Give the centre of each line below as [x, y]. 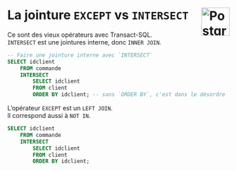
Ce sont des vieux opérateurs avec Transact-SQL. [80, 35]
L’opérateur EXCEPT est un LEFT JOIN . [60, 108]
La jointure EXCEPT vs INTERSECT [98, 15]
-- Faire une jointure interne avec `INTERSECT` [80, 55]
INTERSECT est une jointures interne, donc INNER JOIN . [84, 42]
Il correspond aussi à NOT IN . [49, 116]
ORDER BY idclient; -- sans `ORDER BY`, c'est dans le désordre [129, 95]
